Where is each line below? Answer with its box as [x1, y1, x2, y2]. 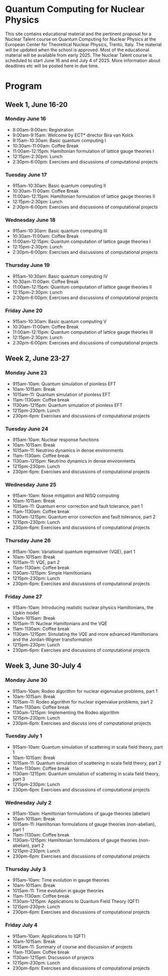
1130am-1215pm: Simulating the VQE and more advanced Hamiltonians [12, 631, 158, 637]
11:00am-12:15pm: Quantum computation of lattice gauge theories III [12, 329, 153, 335]
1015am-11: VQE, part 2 [12, 559, 60, 565]
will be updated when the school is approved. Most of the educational [5, 47, 149, 53]
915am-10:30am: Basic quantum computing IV [12, 273, 108, 279]
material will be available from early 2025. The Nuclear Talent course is [5, 52, 152, 58]
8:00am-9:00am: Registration [12, 126, 74, 132]
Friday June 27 [5, 593, 43, 600]
